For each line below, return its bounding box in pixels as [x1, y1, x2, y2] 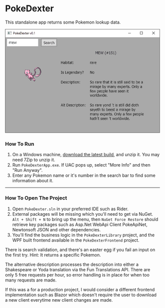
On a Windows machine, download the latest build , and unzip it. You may [12, 152, 160, 158]
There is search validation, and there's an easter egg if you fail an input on [5, 247, 156, 252]
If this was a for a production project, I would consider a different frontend [5, 286, 155, 292]
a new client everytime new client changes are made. [5, 297, 113, 303]
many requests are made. [5, 277, 57, 283]
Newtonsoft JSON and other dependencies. [12, 226, 101, 232]
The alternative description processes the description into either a [5, 261, 139, 267]
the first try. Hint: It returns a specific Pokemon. [5, 252, 101, 258]
